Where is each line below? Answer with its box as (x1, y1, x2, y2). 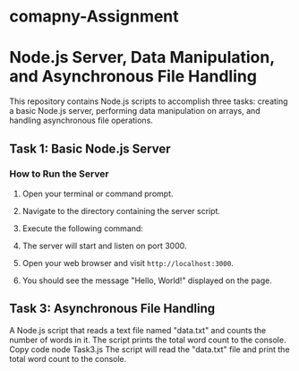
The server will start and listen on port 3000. (21, 240, 187, 251)
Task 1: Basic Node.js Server (9, 141, 171, 156)
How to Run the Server (9, 168, 109, 180)
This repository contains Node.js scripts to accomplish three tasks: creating (9, 96, 288, 107)
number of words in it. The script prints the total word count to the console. (9, 334, 286, 345)
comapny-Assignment (9, 6, 179, 27)
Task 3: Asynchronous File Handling (9, 301, 216, 316)
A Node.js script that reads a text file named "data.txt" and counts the (9, 324, 267, 335)
